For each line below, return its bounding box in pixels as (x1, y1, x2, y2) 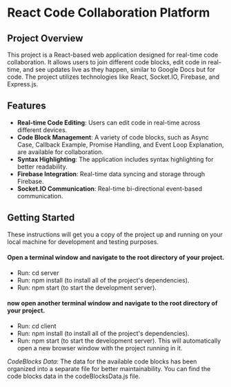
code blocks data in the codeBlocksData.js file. (7, 372, 141, 381)
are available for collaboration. (17, 147, 103, 156)
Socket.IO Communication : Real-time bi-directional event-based (17, 185, 203, 193)
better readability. (17, 162, 68, 171)
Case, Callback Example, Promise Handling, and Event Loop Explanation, (17, 140, 224, 149)
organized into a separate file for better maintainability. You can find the (7, 365, 211, 373)
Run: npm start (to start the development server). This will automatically (17, 337, 221, 345)
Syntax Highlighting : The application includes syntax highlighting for (17, 155, 214, 163)
